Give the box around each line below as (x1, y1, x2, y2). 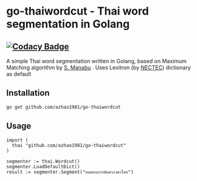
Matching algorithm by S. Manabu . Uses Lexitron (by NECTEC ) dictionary (6, 64, 192, 71)
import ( (6, 137, 29, 143)
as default (6, 70, 32, 77)
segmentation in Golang (6, 17, 130, 31)
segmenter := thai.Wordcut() (6, 158, 80, 165)
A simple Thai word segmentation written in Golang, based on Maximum (6, 58, 187, 64)
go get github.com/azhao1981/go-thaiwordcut (6, 104, 121, 110)
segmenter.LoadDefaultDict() (6, 163, 80, 169)
